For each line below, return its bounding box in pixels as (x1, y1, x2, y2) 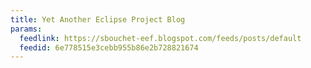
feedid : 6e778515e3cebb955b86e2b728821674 (19, 42, 199, 53)
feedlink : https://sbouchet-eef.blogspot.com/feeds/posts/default (19, 33, 302, 43)
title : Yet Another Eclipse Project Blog (10, 14, 186, 25)
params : (10, 24, 43, 34)
